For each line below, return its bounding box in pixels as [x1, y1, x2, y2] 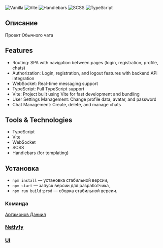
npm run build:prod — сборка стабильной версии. [12, 188, 118, 194]
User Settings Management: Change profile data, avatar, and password [12, 96, 157, 102]
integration [12, 75, 34, 81]
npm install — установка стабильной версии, [12, 177, 109, 183]
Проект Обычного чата [5, 32, 54, 38]
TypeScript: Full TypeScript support [12, 85, 85, 91]
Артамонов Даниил [5, 211, 46, 217]
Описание [5, 19, 38, 27]
